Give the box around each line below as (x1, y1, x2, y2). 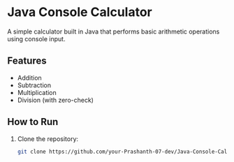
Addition (17, 73, 42, 82)
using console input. (7, 34, 66, 43)
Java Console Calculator (7, 4, 152, 20)
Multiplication (17, 88, 57, 96)
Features (7, 55, 47, 67)
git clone (17, 148, 47, 155)
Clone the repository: (17, 134, 79, 143)
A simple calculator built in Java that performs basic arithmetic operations (7, 27, 220, 36)
